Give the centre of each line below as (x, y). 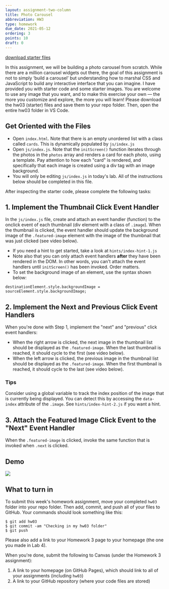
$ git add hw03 (21, 522)
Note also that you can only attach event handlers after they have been (87, 256)
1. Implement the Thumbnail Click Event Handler (82, 207)
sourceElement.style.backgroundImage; (46, 291)
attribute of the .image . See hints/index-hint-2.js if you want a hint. (89, 404)
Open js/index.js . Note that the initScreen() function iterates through (87, 149)
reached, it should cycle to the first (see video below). (69, 353)
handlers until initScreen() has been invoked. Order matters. (76, 267)
